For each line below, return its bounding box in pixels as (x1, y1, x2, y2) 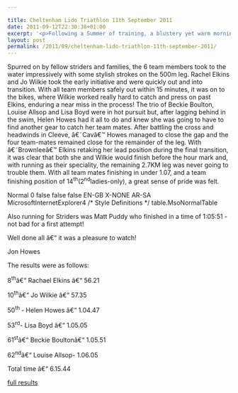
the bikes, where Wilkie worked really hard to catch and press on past (7, 93, 211, 102)
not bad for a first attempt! (7, 220, 84, 228)
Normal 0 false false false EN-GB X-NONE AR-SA (7, 190, 152, 199)
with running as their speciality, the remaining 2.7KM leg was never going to (7, 161, 229, 169)
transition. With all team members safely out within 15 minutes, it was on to (7, 85, 225, 94)
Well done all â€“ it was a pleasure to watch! (7, 233, 137, 242)
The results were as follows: (7, 261, 90, 269)
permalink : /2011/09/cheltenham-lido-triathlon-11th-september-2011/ (7, 43, 217, 50)
